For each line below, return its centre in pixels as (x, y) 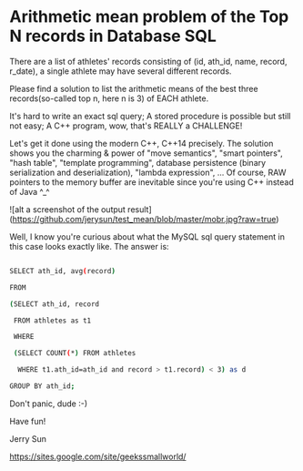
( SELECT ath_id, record (55, 304)
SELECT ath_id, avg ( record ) (63, 271)
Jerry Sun (28, 438)
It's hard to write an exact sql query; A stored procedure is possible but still (150, 116)
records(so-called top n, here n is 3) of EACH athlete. (109, 98)
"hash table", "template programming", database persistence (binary (138, 162)
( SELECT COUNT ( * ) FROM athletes (75, 353)
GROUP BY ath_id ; (42, 386)
